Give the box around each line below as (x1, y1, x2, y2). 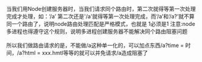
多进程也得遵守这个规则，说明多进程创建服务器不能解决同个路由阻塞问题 (6, 28, 187, 35)
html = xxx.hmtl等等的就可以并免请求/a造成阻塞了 (24, 49, 148, 56)
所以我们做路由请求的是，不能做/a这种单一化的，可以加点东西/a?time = (6, 42, 184, 49)
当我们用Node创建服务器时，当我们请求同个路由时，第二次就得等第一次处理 (6, 5, 196, 12)
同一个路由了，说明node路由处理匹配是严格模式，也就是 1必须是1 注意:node (6, 20, 196, 27)
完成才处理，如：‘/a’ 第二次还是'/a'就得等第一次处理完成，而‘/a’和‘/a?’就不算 (6, 13, 195, 20)
